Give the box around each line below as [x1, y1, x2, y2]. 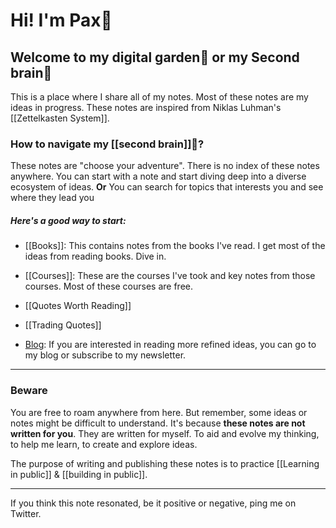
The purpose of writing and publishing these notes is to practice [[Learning [10, 457, 320, 469]
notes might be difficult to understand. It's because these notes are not [10, 417, 306, 429]
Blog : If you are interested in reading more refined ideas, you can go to [24, 339, 317, 351]
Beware [10, 384, 48, 398]
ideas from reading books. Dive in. [24, 250, 167, 263]
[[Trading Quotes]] [24, 319, 102, 331]
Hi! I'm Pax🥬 [10, 9, 113, 32]
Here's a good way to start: [10, 214, 127, 226]
